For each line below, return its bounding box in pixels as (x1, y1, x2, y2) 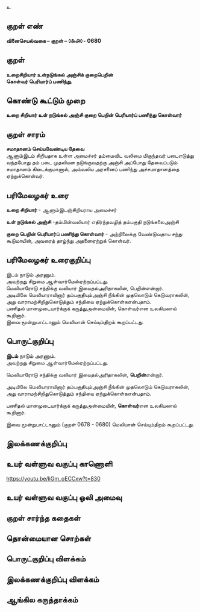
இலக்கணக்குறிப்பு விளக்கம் (6, 574, 99, 584)
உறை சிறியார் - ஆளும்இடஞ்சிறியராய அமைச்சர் (6, 206, 117, 214)
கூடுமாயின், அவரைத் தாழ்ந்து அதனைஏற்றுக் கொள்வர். (6, 237, 131, 245)
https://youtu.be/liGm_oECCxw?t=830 (6, 475, 101, 482)
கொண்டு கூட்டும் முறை (6, 96, 86, 106)
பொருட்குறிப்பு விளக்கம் (6, 554, 86, 564)
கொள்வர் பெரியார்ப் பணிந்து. (6, 78, 73, 85)
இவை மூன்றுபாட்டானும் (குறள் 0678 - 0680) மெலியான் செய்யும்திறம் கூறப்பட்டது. (6, 420, 195, 428)
